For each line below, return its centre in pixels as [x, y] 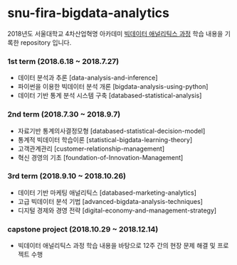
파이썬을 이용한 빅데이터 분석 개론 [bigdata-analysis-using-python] [113, 87]
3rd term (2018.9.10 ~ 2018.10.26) [67, 176]
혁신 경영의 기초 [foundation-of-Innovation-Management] [100, 157]
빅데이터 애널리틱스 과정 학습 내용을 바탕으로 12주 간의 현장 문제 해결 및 [116, 246]
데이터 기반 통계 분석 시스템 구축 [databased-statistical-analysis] [110, 96]
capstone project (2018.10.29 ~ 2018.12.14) [83, 229]
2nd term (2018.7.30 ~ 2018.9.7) [64, 114]
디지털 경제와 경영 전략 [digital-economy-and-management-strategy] [117, 210]
